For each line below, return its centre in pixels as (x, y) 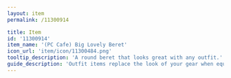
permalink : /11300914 (38, 20)
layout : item (26, 13)
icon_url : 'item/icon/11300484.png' (59, 51)
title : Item (24, 32)
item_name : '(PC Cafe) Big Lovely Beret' (67, 45)
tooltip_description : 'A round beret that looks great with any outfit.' (115, 58)
